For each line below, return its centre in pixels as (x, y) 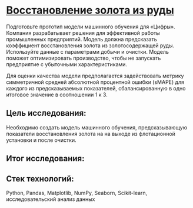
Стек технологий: (40, 179)
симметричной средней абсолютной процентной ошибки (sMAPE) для (95, 82)
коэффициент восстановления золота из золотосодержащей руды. (90, 45)
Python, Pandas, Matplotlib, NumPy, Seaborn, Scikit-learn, (77, 193)
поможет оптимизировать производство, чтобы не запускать (84, 58)
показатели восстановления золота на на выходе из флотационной (91, 134)
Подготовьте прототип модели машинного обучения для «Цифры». (91, 27)
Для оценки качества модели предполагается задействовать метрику (95, 76)
